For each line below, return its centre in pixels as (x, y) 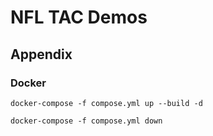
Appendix (41, 54)
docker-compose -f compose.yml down (86, 121)
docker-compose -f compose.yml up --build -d (106, 103)
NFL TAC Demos (79, 17)
